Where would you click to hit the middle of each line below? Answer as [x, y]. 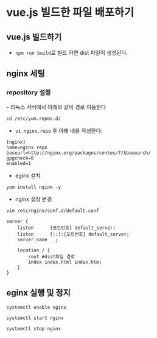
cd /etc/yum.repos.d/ [34, 118]
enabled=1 [19, 163]
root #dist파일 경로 [51, 256]
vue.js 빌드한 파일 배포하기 [70, 12]
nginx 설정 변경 [33, 199]
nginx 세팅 [26, 74]
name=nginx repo [27, 147]
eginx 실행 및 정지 [39, 293]
